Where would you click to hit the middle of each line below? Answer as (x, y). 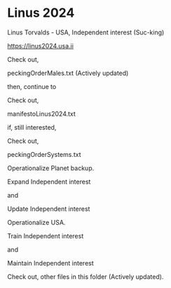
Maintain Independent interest (51, 263)
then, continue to (32, 86)
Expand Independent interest (49, 181)
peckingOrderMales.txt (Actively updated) (68, 73)
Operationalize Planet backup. (51, 168)
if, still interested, (32, 127)
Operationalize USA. (36, 222)
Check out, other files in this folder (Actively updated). (85, 276)
